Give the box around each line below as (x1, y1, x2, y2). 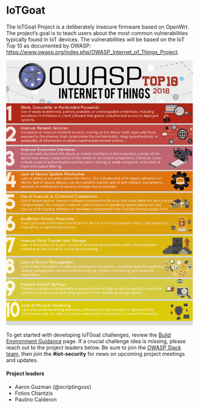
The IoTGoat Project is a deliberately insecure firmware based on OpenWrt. (6, 23, 190, 30)
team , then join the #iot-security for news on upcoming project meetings (6, 350, 185, 357)
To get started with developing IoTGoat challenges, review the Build (6, 331, 171, 339)
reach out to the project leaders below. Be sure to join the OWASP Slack (6, 344, 182, 351)
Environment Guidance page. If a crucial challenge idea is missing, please (6, 337, 186, 344)
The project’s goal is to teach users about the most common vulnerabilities (6, 29, 188, 36)
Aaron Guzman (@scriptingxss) (14, 383, 92, 390)
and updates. (6, 356, 38, 363)
